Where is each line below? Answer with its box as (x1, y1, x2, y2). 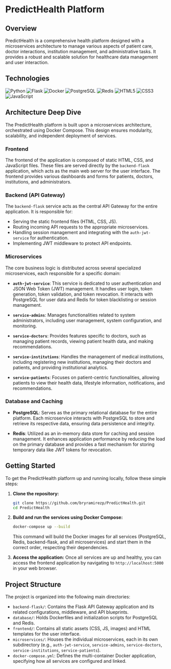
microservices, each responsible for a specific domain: (5, 270, 121, 276)
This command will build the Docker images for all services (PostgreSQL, (12, 534, 166, 540)
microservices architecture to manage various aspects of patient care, (5, 43, 153, 49)
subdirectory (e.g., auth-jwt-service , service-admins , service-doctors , (12, 642, 162, 648)
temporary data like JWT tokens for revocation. (12, 447, 112, 453)
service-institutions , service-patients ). (12, 647, 101, 654)
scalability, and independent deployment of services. (5, 132, 117, 139)
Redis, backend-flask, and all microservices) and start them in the (12, 539, 152, 545)
